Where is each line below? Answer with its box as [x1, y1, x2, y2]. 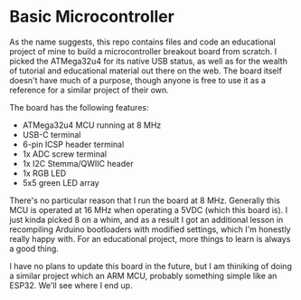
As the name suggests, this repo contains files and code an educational [9, 36, 276, 47]
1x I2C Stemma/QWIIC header [22, 158, 134, 169]
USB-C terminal [22, 129, 81, 140]
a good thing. [9, 243, 59, 254]
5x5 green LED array [22, 177, 99, 188]
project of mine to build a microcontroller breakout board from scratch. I [9, 45, 277, 56]
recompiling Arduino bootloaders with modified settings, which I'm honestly [9, 224, 291, 235]
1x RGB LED [22, 168, 67, 179]
